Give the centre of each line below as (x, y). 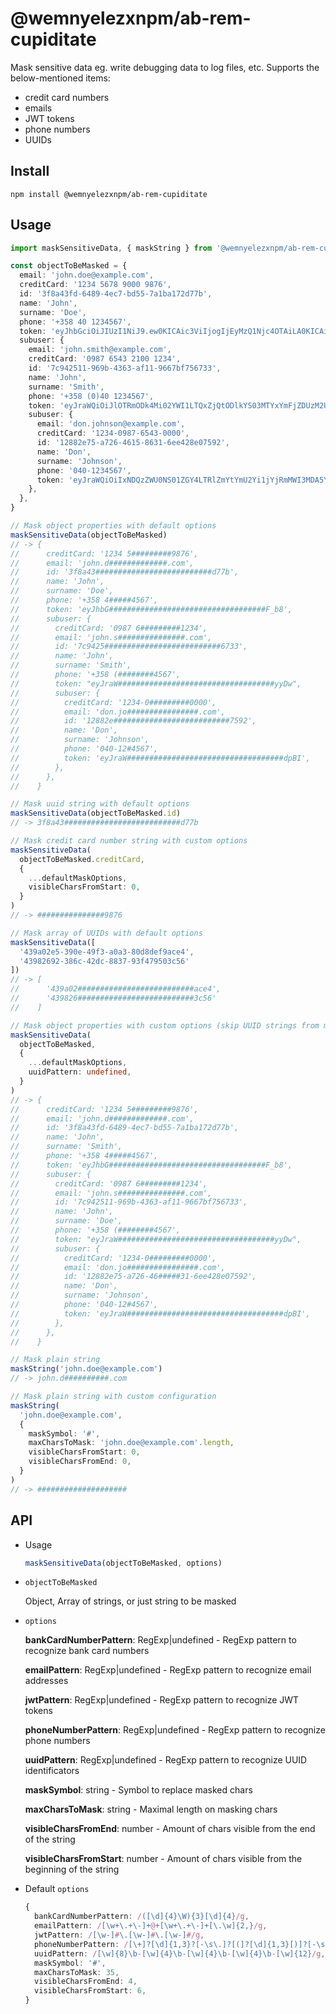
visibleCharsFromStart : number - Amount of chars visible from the (163, 1859)
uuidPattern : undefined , (80, 1072)
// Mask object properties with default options (113, 526)
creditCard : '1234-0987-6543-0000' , (113, 433)
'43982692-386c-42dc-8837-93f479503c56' (104, 961)
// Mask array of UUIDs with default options (106, 933)
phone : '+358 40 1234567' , (75, 322)
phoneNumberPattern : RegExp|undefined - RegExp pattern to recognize (175, 1730)
